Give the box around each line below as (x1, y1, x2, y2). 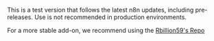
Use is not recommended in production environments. (34, 13, 187, 21)
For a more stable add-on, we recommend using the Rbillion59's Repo (7, 27, 205, 34)
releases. (7, 13, 33, 21)
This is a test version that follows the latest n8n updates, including (7, 6, 194, 14)
